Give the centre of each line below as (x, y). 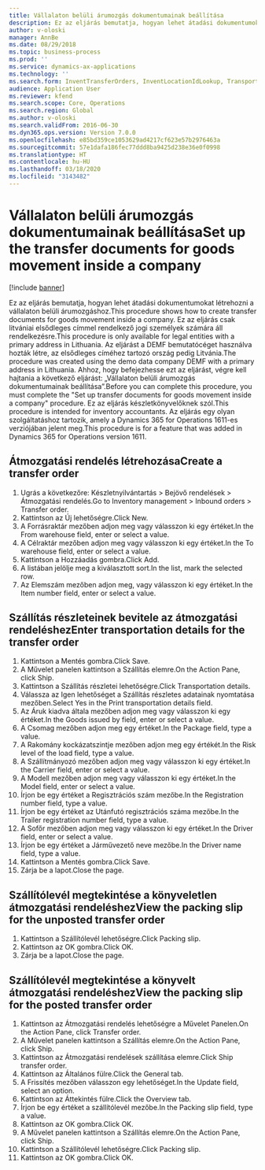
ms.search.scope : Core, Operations (67, 103)
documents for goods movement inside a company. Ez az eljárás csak (122, 319)
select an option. (48, 1090)
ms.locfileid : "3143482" (50, 177)
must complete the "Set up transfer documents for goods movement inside (131, 394)
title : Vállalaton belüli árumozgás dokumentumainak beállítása (116, 15)
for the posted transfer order (81, 1005)
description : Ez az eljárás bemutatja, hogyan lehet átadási (111, 23)
